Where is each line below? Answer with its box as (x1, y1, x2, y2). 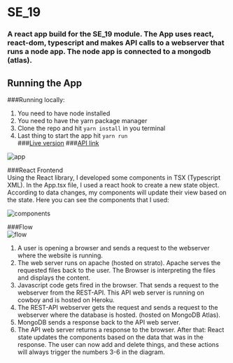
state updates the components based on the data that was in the (17, 333, 204, 341)
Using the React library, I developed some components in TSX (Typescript (7, 173, 220, 182)
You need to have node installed (17, 109, 111, 118)
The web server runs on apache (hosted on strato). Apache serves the (17, 258, 221, 266)
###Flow (7, 222, 33, 231)
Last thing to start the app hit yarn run (17, 131, 128, 140)
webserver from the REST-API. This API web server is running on (17, 288, 205, 297)
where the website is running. (17, 251, 104, 259)
